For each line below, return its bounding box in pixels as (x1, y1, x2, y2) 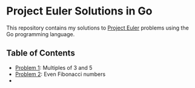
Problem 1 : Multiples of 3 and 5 (15, 64, 93, 71)
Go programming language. (6, 30, 75, 37)
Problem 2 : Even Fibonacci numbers (15, 71, 106, 78)
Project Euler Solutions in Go (6, 4, 153, 18)
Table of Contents (6, 48, 76, 58)
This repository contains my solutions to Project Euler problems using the (6, 24, 189, 31)
